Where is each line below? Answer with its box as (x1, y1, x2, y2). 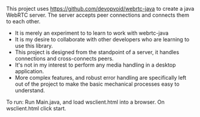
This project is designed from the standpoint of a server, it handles (14, 49, 180, 56)
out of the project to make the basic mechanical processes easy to (14, 80, 180, 88)
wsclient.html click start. (6, 105, 66, 112)
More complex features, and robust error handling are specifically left (14, 74, 187, 81)
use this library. (14, 42, 53, 49)
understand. (14, 87, 46, 94)
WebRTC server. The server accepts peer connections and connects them (6, 11, 190, 19)
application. (14, 68, 44, 74)
